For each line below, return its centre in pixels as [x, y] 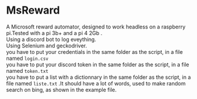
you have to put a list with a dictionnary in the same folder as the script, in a [99, 77]
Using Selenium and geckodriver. [47, 46]
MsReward [33, 10]
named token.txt [27, 71]
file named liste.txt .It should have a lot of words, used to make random [96, 83]
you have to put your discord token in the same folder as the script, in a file [98, 64]
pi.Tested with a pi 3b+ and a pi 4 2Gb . [54, 33]
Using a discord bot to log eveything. [51, 39]
